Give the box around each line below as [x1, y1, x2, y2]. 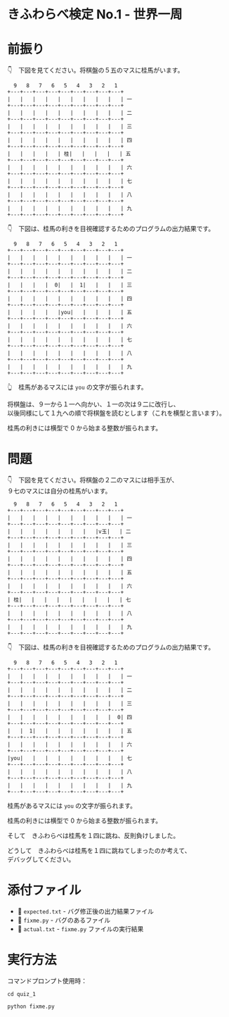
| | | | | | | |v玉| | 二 [7, 528, 131, 535]
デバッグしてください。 [7, 855, 75, 863]
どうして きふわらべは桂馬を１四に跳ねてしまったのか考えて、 [7, 847, 191, 855]
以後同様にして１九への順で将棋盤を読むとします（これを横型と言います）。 [7, 409, 226, 418]
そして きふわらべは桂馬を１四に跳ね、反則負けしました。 [7, 832, 180, 840]
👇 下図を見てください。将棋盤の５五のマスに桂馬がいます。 [7, 66, 184, 75]
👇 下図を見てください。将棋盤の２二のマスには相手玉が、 [7, 476, 178, 485]
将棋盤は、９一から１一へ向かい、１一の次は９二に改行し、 [7, 400, 180, 408]
